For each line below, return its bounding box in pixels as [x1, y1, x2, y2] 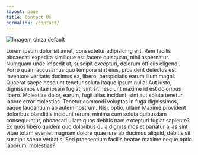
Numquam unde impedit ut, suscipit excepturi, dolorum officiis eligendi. [6, 60, 181, 67]
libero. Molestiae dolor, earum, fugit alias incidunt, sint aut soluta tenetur [6, 91, 183, 99]
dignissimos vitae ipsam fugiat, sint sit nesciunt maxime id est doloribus [6, 86, 181, 93]
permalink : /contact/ [6, 20, 60, 26]
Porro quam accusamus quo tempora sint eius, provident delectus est [6, 67, 177, 74]
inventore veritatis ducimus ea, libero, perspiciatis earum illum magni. [6, 72, 175, 80]
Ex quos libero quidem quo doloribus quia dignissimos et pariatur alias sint [6, 123, 188, 131]
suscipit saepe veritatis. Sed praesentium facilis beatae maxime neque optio [6, 136, 193, 143]
